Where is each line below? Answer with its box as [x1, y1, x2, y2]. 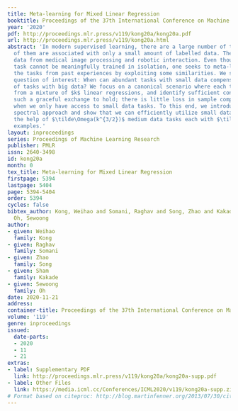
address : [7, 300, 33, 308]
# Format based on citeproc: [7, 393, 93, 400]
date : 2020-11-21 [7, 293, 59, 301]
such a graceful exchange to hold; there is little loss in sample [13, 96, 217, 103]
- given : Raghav [7, 241, 55, 248]
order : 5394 [7, 195, 42, 202]
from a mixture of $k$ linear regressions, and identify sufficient [13, 89, 220, 96]
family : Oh [13, 287, 46, 294]
